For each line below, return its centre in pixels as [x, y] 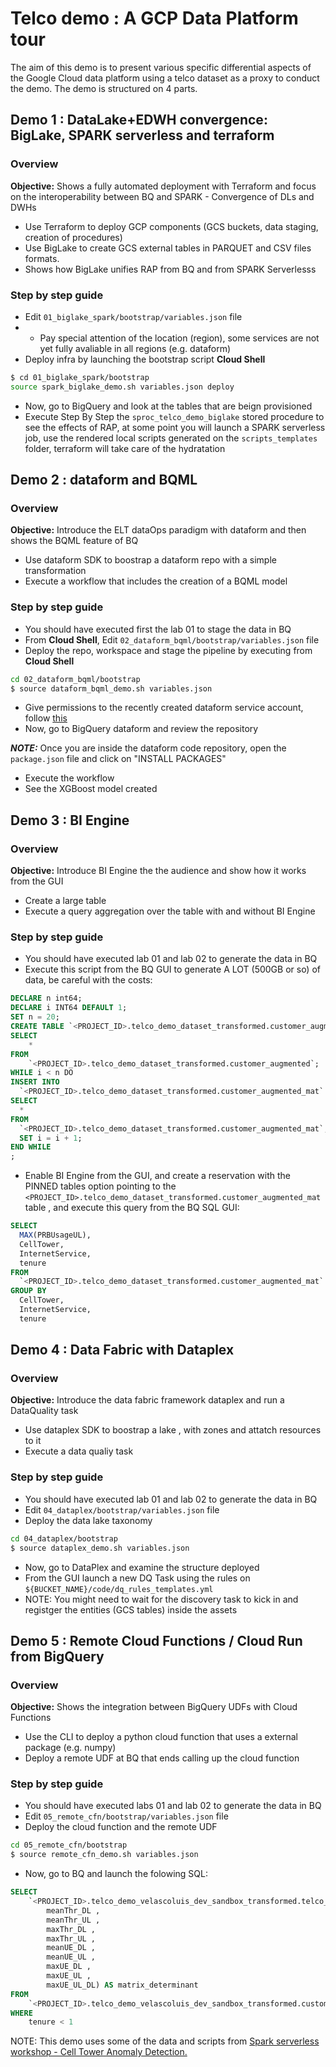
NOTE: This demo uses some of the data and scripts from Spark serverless [165, 2041]
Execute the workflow [69, 778]
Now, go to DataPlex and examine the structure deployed [142, 1567]
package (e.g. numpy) [70, 1748]
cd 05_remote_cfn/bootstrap [69, 1845]
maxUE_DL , [69, 1967]
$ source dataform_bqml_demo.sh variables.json [111, 688]
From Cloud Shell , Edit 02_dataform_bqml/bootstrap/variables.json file [172, 639]
